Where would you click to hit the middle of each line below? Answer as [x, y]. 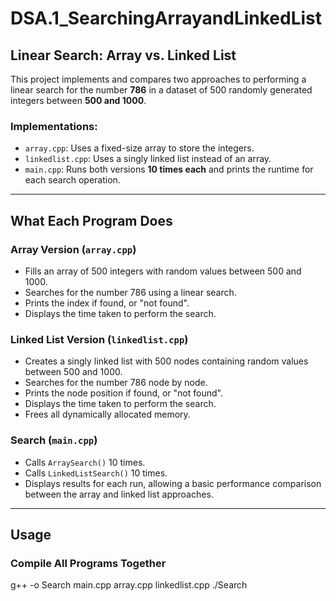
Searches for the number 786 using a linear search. [130, 292]
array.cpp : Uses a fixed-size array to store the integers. [139, 148]
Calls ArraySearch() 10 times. [85, 462]
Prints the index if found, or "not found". [107, 303]
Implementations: [54, 126]
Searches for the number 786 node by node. [116, 383]
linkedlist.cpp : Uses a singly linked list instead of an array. [148, 159]
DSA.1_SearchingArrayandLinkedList [166, 18]
